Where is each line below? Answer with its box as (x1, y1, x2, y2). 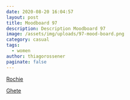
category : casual (6, 37, 50, 43)
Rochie (6, 75, 24, 83)
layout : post (6, 14, 39, 20)
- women (11, 48, 31, 54)
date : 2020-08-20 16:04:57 (6, 8, 74, 15)
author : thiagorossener (6, 53, 66, 59)
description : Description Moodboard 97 (6, 25, 106, 32)
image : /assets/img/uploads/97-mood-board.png (6, 31, 125, 37)
